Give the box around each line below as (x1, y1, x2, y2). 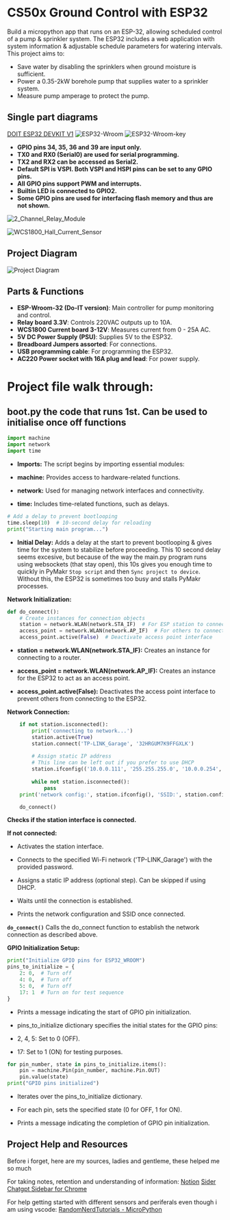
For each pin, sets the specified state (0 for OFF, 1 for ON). (16, 1106, 183, 1114)
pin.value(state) (19, 1073, 69, 1080)
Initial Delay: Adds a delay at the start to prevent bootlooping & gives (16, 538, 212, 546)
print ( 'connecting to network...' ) (31, 727, 133, 734)
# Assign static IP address (31, 753, 112, 760)
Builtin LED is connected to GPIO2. (16, 186, 118, 195)
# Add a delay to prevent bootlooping (7, 513, 118, 520)
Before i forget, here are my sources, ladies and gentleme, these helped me (7, 1156, 220, 1165)
